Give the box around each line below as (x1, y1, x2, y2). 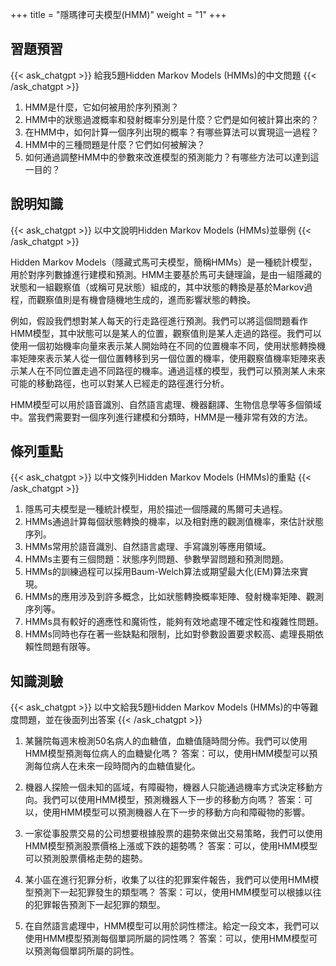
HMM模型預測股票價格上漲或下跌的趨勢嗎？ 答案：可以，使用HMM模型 (24, 840, 318, 852)
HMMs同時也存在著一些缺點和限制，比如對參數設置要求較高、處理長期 (24, 628, 315, 640)
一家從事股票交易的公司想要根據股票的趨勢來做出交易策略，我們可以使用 (24, 828, 323, 840)
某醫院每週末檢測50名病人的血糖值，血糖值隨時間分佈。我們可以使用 (24, 735, 308, 747)
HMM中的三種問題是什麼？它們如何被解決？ (24, 138, 206, 150)
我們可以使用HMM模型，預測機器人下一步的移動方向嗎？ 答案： (42, 794, 305, 806)
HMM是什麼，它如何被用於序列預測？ (24, 101, 180, 113)
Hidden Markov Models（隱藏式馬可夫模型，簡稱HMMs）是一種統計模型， (10, 256, 318, 268)
